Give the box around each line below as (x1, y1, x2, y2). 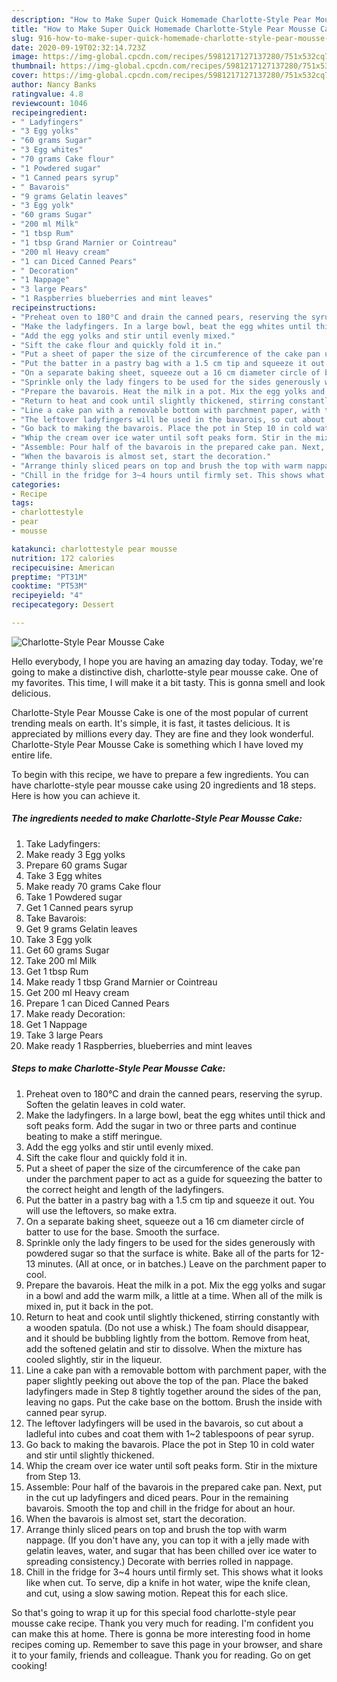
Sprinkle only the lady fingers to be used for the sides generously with (25, 1236, 316, 1248)
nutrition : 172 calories (11, 553, 115, 563)
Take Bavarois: (25, 912, 87, 924)
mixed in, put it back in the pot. (25, 1300, 154, 1312)
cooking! (11, 1659, 48, 1671)
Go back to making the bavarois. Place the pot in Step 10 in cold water (25, 1438, 315, 1450)
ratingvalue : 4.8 (11, 89, 84, 99)
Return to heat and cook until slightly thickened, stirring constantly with (25, 1311, 320, 1323)
